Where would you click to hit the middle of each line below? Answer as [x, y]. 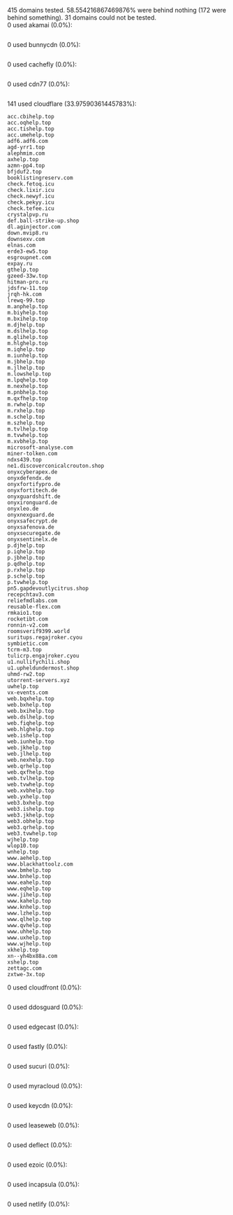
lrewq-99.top [26, 300]
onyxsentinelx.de [32, 539]
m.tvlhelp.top [28, 429]
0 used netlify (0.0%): [38, 1204]
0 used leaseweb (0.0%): [43, 1125]
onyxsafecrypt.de [32, 521]
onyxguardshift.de [34, 497]
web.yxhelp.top [29, 797]
